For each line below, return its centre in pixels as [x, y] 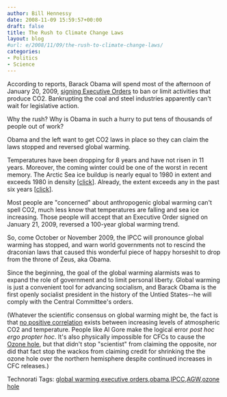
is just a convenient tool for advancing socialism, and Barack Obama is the [112, 287]
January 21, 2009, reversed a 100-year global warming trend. [93, 224]
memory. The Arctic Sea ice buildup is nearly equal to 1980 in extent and [109, 175]
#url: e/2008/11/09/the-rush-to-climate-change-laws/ [85, 45]
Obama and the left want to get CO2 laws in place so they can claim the [108, 139]
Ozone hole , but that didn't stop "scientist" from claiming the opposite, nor [112, 344]
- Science [21, 64]
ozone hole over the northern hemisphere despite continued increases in [110, 358]
